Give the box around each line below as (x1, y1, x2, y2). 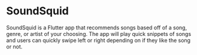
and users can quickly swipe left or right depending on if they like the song (6, 36, 190, 44)
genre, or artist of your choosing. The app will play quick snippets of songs (6, 30, 192, 37)
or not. (6, 43, 23, 50)
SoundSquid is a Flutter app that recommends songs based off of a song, (6, 24, 187, 31)
